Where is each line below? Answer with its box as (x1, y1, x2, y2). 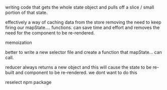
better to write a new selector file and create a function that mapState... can (5, 49, 162, 55)
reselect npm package (5, 79, 52, 85)
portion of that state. (5, 9, 48, 15)
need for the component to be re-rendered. (5, 30, 95, 35)
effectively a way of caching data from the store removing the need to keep (5, 19, 162, 25)
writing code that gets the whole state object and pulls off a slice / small (5, 4, 154, 10)
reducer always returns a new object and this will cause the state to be (5, 64, 152, 70)
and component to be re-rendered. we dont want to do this (15, 69, 137, 75)
